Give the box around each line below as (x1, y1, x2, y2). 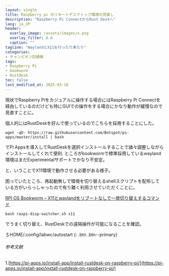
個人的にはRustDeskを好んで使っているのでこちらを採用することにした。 (5, 120, 157, 126)
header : (5, 26, 22, 31)
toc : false (5, 78, 28, 83)
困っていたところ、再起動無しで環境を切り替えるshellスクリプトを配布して (5, 178, 160, 184)
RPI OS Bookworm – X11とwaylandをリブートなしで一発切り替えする (5, 195, 147, 201)
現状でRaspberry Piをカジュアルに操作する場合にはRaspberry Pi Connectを (5, 97, 161, 103)
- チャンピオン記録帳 (5, 54, 44, 59)
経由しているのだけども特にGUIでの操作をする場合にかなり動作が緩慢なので (5, 103, 163, 109)
